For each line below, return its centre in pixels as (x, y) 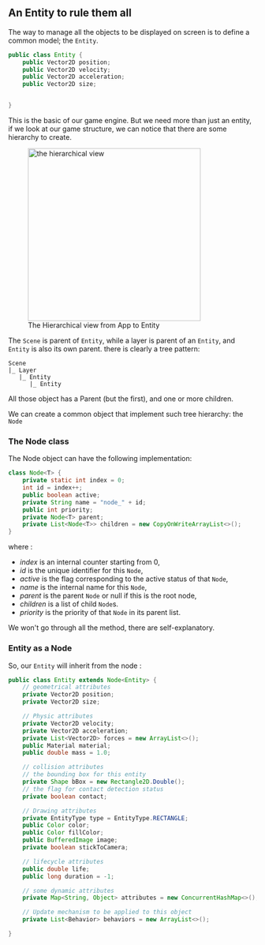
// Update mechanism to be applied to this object (107, 912)
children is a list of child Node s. (69, 604)
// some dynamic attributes (68, 891)
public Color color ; (56, 825)
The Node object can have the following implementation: (100, 459)
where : (21, 547)
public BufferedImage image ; (70, 840)
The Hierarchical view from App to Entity (94, 325)
